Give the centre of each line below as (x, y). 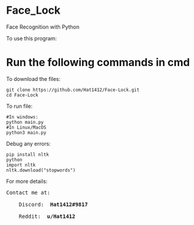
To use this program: (32, 38)
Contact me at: (28, 192)
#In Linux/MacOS (26, 127)
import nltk (21, 165)
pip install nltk (28, 154)
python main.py (25, 122)
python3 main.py (26, 132)
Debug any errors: (29, 143)
